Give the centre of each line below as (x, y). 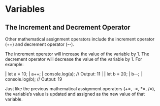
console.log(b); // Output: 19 (34, 79)
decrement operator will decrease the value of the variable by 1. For (74, 59)
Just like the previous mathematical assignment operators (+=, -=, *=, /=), (80, 89)
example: (14, 64)
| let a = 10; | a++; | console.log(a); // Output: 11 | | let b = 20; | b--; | (74, 74)
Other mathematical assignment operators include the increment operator (80, 39)
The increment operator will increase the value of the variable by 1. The (77, 54)
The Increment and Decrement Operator (68, 27)
